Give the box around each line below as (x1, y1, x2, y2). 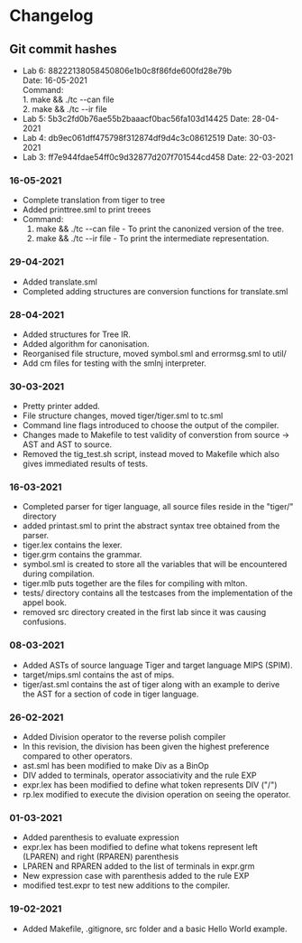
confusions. (22, 616, 67, 628)
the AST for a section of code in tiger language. (22, 688, 199, 699)
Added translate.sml (22, 276, 97, 287)
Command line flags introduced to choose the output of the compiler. (22, 420, 279, 431)
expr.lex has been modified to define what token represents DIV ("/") (22, 780, 278, 790)
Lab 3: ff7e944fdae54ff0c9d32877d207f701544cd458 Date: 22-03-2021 (22, 152, 294, 163)
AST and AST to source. (22, 439, 113, 450)
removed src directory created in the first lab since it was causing (22, 607, 267, 618)
